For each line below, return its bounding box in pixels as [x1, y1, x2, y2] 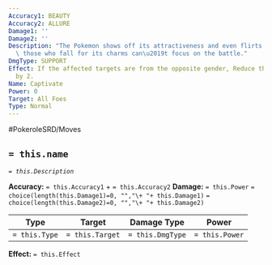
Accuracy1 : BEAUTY [8, 11, 70, 20]
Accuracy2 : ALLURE [8, 19, 70, 28]
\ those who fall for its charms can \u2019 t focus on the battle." [15, 49, 249, 58]
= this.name [8, 147, 69, 160]
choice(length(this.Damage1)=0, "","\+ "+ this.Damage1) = [8, 191, 210, 199]
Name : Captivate [8, 79, 63, 88]
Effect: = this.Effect [8, 249, 81, 259]
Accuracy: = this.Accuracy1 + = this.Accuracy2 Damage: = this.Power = [8, 182, 255, 191]
